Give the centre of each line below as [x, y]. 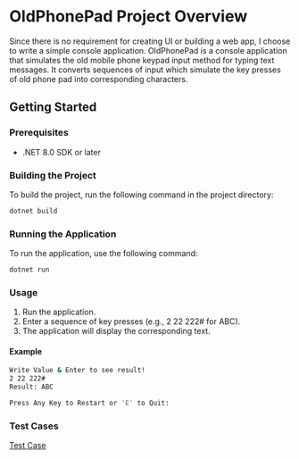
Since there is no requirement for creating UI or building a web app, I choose [150, 41]
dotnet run [29, 270]
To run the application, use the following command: [104, 254]
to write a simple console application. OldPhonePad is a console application [148, 50]
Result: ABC [31, 387]
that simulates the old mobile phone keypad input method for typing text [142, 60]
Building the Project [53, 175]
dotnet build [33, 211]
